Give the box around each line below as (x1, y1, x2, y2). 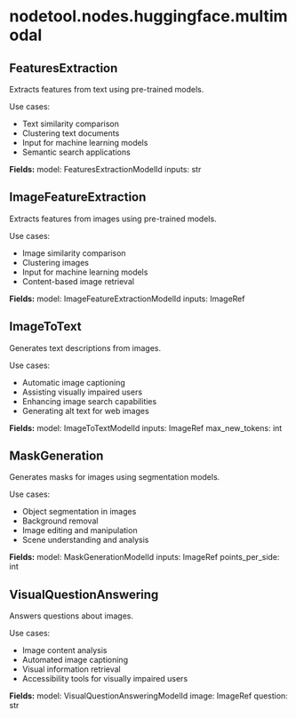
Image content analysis (21, 645, 108, 656)
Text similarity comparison (21, 118, 120, 129)
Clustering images (21, 257, 89, 267)
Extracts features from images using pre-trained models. (9, 213, 217, 224)
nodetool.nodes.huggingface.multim (9, 6, 288, 27)
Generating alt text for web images (21, 405, 149, 416)
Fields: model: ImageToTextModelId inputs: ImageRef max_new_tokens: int (9, 422, 283, 433)
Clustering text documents (21, 128, 120, 139)
